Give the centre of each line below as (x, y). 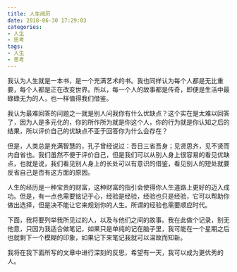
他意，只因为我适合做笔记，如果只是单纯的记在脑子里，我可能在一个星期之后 (119, 228)
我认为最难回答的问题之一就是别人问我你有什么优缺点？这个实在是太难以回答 (119, 113)
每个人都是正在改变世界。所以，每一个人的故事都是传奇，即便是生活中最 (124, 89)
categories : (25, 27)
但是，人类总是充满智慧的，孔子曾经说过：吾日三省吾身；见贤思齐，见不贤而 (119, 146)
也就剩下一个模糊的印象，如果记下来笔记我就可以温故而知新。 (97, 237)
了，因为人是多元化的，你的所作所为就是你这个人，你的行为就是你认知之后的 (119, 122)
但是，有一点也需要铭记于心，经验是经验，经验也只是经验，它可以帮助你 (124, 196)
